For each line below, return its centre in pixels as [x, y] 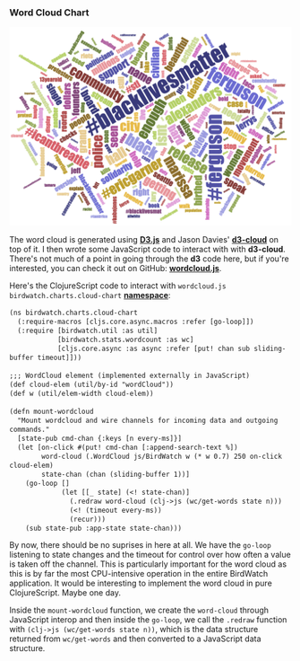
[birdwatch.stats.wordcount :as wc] [125, 339]
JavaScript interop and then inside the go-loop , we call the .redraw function [148, 619]
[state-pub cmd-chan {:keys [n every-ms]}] [99, 438]
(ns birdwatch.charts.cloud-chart [74, 313]
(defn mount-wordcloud [51, 411]
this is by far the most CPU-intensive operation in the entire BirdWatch [139, 573]
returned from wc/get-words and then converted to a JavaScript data [135, 639]
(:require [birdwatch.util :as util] [88, 330]
